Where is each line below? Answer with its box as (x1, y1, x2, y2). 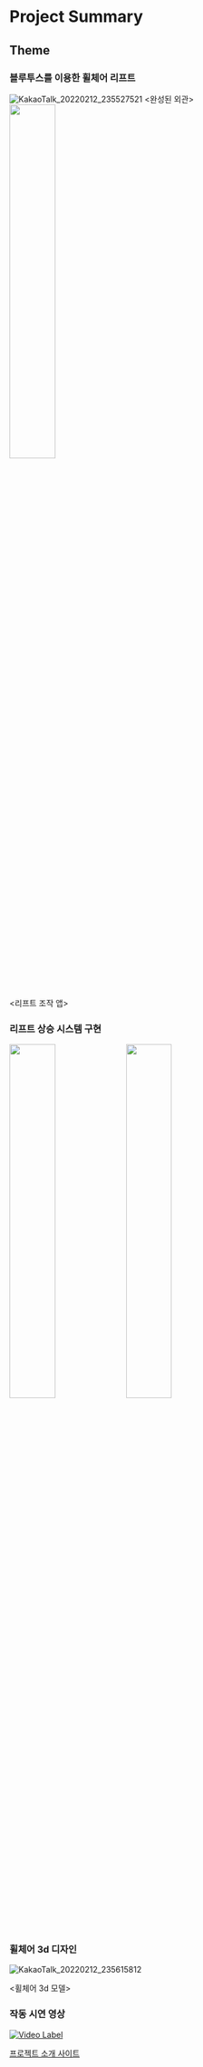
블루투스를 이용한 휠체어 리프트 (9, 71, 136, 83)
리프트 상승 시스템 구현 (9, 1023, 102, 1035)
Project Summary (9, 6, 143, 27)
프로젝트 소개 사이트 (9, 2048, 80, 2059)
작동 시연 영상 (9, 2008, 66, 2021)
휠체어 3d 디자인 (9, 1944, 77, 1956)
